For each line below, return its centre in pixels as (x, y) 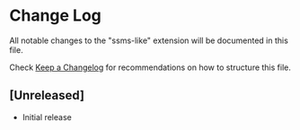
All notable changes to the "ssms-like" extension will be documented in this (149, 40)
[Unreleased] (47, 95)
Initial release (47, 117)
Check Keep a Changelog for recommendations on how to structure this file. (150, 67)
